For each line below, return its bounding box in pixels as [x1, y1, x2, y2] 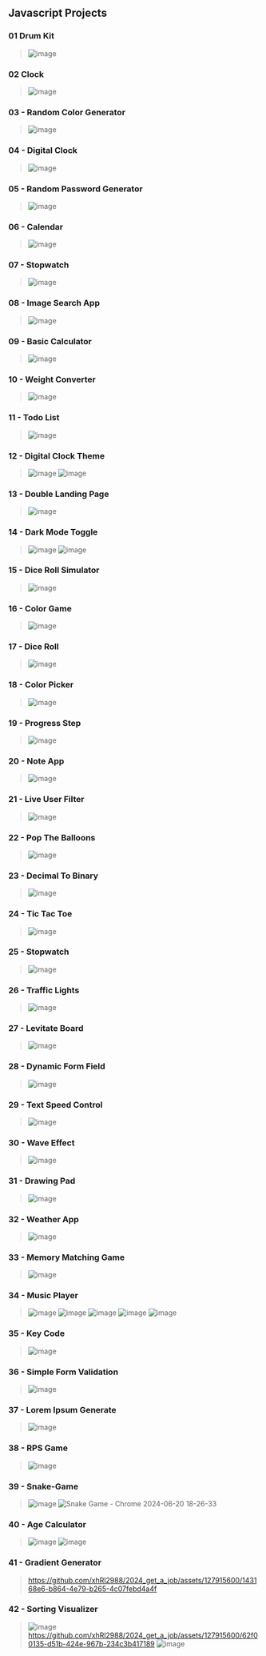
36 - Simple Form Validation [8, 1366, 118, 1377]
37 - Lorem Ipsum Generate [8, 1405, 117, 1415]
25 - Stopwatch [8, 946, 69, 957]
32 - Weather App [8, 1213, 80, 1225]
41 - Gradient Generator [8, 1557, 102, 1568]
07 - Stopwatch [8, 259, 69, 271]
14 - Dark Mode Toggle [8, 527, 98, 538]
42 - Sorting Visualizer [8, 1604, 98, 1615]
